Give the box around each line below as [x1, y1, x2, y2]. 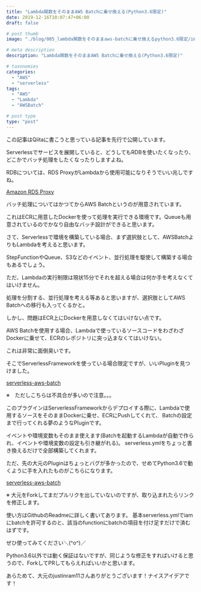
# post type [6, 113, 36, 119]
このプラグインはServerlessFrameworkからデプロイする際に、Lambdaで [6, 404, 185, 411]
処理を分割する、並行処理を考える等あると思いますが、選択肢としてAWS [6, 294, 185, 301]
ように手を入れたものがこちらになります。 [11, 467, 116, 474]
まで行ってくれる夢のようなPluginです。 [6, 419, 105, 426]
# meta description [6, 47, 55, 53]
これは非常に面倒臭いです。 [6, 347, 74, 354]
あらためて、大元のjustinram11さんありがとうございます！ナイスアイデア [6, 572, 184, 579]
